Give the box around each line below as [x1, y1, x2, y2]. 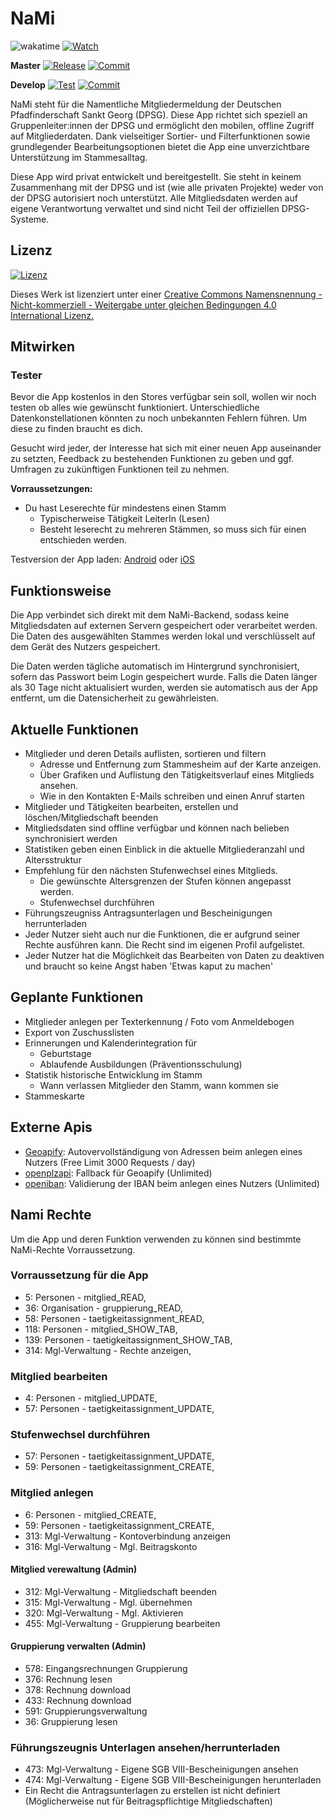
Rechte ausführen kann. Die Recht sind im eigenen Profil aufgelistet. [24, 939, 306, 951]
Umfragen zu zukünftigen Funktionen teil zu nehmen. [10, 463, 230, 476]
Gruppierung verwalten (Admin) [10, 1640, 147, 1652]
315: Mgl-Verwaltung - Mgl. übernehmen [24, 1596, 193, 1608]
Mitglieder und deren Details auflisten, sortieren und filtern [24, 748, 267, 760]
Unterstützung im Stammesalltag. [10, 151, 148, 163]
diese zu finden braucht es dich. [10, 423, 143, 435]
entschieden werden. [39, 534, 128, 546]
